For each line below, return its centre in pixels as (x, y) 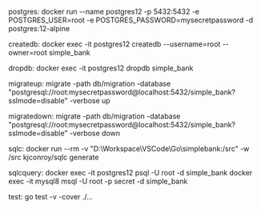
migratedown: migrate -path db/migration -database (94, 116)
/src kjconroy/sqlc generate (54, 157)
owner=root (28, 52)
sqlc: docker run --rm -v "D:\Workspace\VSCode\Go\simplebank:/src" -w (129, 149)
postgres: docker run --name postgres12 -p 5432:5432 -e (104, 12)
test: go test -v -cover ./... (51, 197)
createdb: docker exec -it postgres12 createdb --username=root (114, 44)
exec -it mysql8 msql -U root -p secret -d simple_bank (98, 181)
